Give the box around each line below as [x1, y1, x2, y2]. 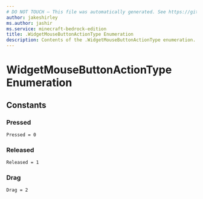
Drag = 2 [6, 187, 28, 194]
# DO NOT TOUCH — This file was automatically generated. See [6, 8, 166, 15]
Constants [6, 100, 47, 110]
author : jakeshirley [6, 15, 59, 21]
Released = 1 [6, 160, 39, 166]
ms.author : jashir [6, 20, 53, 26]
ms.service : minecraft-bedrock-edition [6, 25, 107, 32]
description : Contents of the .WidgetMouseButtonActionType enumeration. [6, 37, 196, 43]
